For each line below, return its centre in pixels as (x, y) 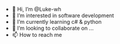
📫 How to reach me (37, 35)
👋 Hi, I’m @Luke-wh (36, 9)
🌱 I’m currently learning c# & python (57, 22)
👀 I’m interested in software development (63, 15)
